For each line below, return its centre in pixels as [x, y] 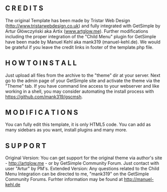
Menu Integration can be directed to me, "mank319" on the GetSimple [77, 174]
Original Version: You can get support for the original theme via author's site [84, 158]
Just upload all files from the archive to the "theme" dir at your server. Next [83, 75]
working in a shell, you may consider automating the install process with [79, 91]
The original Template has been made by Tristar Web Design [68, 20]
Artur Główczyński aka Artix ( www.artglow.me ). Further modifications [77, 31]
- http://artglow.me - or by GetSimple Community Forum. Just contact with [82, 163]
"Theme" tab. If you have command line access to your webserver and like [82, 86]
